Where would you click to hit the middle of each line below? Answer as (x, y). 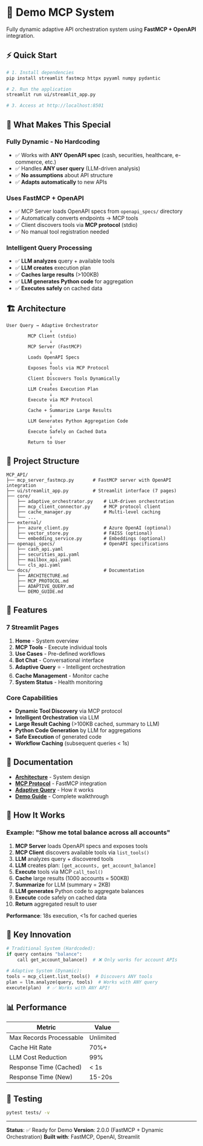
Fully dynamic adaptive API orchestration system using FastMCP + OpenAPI (101, 29)
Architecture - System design (53, 777)
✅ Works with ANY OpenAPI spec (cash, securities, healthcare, (94, 155)
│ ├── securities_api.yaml (43, 554)
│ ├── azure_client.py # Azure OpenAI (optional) (89, 528)
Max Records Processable (46, 1038)
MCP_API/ (17, 475)
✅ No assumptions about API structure (64, 175)
